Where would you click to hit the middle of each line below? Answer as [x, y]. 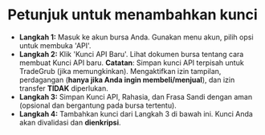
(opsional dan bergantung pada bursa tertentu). [98, 105]
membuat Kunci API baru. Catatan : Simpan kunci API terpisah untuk [131, 63]
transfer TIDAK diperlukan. [64, 88]
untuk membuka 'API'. [55, 45]
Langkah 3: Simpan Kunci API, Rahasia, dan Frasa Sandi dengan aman [136, 96]
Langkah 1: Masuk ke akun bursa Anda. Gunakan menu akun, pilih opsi [136, 37]
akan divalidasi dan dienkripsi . [70, 122]
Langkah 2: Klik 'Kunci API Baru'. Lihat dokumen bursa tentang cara [131, 54]
